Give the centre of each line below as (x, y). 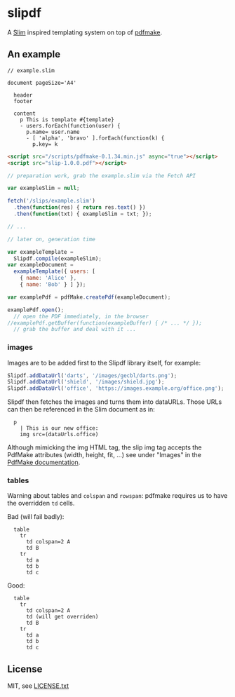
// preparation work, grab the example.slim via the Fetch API (102, 176)
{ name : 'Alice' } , (48, 278)
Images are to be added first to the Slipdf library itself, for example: (104, 363)
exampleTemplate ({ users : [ (55, 271)
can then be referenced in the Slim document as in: (81, 410)
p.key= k (45, 144)
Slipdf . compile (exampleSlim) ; (58, 258)
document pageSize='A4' (42, 83)
